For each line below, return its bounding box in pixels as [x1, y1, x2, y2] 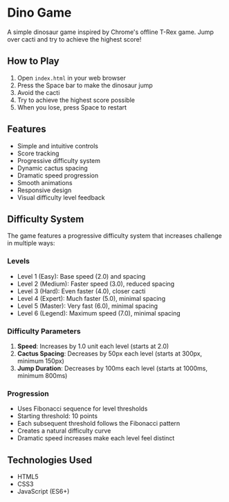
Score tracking [17, 149, 59, 157]
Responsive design [17, 186, 72, 194]
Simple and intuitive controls [17, 141, 99, 150]
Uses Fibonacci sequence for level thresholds [17, 404, 148, 413]
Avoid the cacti [17, 88, 60, 96]
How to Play [7, 55, 60, 67]
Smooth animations [17, 178, 73, 187]
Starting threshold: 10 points [17, 412, 98, 420]
